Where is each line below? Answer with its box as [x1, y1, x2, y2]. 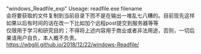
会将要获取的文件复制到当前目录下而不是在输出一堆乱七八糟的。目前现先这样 [6, 12, 195, 19]
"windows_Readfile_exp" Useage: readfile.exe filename [6, 5, 142, 12]
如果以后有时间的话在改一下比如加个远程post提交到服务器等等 [6, 20, 159, 26]
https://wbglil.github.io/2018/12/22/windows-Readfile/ [6, 41, 139, 48]
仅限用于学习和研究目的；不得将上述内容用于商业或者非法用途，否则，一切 [6, 27, 190, 34]
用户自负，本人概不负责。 [16, 34, 80, 41]
